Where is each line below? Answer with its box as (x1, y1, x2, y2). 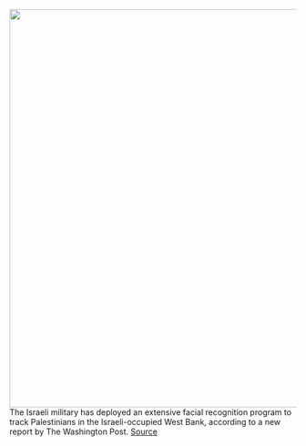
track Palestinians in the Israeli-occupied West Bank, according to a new (9, 417, 281, 427)
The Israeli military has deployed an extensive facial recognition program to (9, 407, 292, 418)
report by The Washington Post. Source (9, 426, 158, 437)
